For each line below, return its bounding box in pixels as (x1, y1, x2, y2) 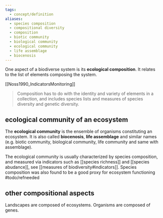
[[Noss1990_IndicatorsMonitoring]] (5, 81, 75, 87)
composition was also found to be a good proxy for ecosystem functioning (5, 169, 156, 175)
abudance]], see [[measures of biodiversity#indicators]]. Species (5, 164, 137, 170)
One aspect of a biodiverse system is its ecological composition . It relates (5, 66, 156, 72)
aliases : (5, 16, 23, 21)
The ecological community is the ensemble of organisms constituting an (5, 128, 153, 134)
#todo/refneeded (5, 175, 40, 181)
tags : (5, 7, 16, 12)
